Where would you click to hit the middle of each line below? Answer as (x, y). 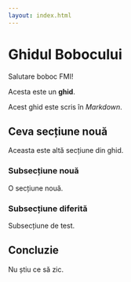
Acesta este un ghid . (42, 91)
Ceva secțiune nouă (58, 131)
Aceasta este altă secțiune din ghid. (66, 150)
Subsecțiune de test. (42, 225)
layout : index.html (40, 15)
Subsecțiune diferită (48, 208)
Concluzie (33, 250)
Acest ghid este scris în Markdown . (65, 106)
